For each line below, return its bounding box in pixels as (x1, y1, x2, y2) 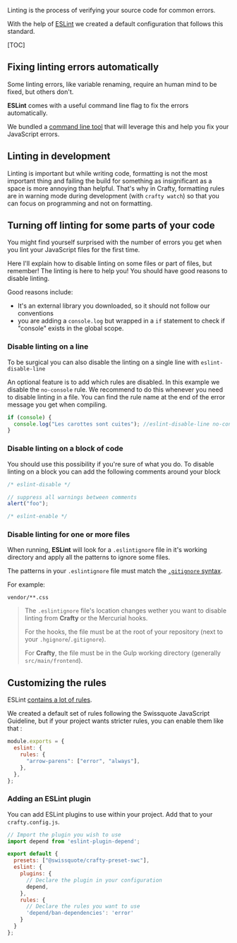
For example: (7, 580, 46, 589)
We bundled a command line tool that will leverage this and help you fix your (7, 122, 229, 131)
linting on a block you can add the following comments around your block (7, 467, 221, 476)
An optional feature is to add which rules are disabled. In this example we (7, 378, 220, 386)
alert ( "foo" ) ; (7, 500, 49, 507)
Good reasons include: (7, 288, 73, 296)
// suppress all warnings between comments (7, 493, 138, 500)
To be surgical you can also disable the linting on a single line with (7, 358, 200, 366)
